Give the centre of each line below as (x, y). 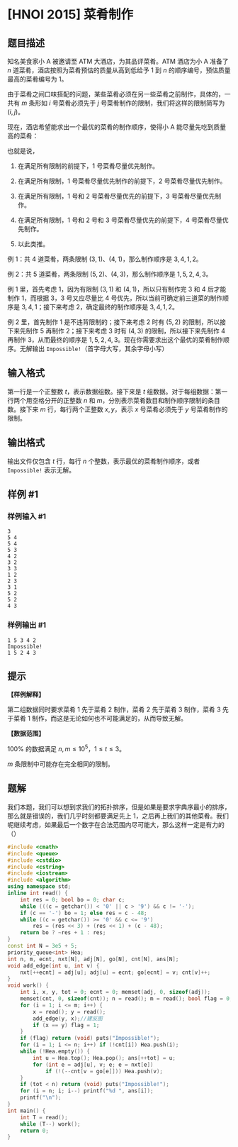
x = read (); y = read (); (69, 1012)
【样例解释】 (26, 694)
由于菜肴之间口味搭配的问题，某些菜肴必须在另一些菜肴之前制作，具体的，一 (119, 94)
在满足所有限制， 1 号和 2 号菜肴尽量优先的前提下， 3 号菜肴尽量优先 (116, 196)
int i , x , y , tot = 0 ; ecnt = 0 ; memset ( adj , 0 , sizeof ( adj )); (115, 992)
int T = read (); (44, 1117)
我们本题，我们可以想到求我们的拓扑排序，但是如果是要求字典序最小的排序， (119, 807)
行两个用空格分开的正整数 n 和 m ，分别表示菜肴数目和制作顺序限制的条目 (114, 400)
